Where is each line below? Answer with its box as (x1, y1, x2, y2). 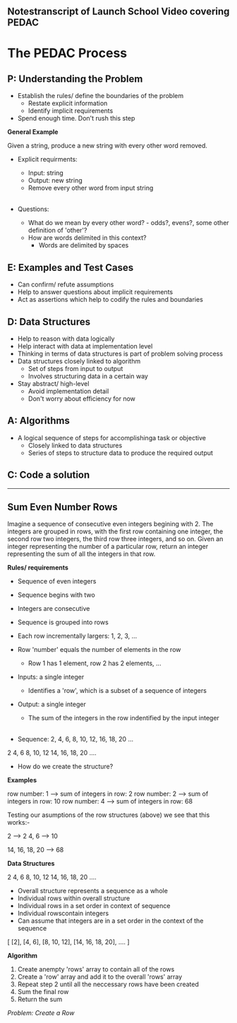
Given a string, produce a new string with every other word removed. (7, 141, 208, 150)
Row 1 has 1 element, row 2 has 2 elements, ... (28, 659, 162, 667)
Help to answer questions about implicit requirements (17, 288, 174, 296)
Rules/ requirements (7, 564, 69, 572)
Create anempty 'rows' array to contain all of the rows (17, 965, 175, 974)
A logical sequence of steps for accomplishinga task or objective (17, 433, 207, 442)
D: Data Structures (7, 315, 90, 327)
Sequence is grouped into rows (17, 618, 109, 626)
